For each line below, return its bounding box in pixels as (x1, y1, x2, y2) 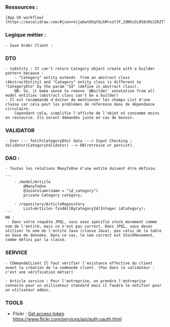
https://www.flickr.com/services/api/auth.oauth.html (12, 316, 122, 322)
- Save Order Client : (5, 43, 53, 48)
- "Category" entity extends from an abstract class (14, 75, 130, 80)
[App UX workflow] (5, 15, 44, 20)
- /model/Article (14, 180, 51, 185)
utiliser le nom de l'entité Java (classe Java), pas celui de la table (5, 228, 162, 233)
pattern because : (5, 70, 44, 76)
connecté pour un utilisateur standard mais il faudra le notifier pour (5, 283, 162, 288)
